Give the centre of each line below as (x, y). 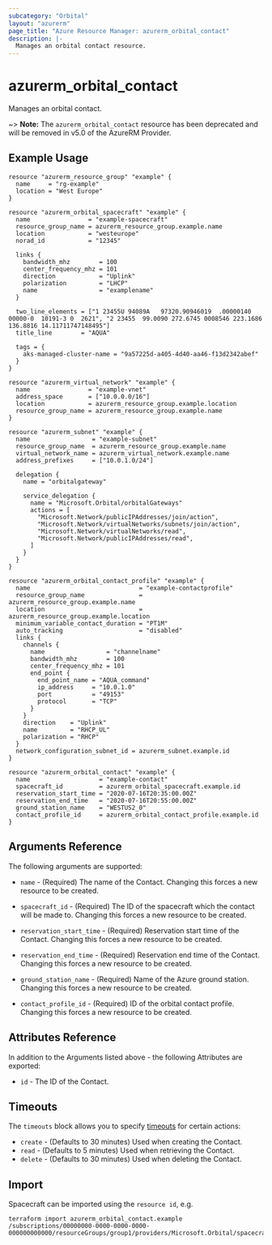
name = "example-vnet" (81, 390)
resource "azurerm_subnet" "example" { (76, 432)
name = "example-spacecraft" (92, 220)
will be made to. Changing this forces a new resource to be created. (133, 915)
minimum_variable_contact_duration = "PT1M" (92, 623)
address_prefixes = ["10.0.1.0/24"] (85, 460)
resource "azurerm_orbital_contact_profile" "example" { (106, 581)
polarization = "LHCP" (76, 283)
